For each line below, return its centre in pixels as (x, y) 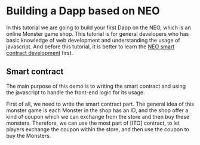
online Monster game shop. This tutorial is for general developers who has (98, 33)
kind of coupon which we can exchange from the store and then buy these (98, 116)
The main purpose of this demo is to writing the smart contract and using (96, 86)
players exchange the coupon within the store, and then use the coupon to (98, 129)
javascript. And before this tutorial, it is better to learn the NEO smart (90, 47)
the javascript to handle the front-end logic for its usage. (76, 92)
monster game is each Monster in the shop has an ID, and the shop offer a (97, 110)
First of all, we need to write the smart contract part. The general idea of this (100, 104)
